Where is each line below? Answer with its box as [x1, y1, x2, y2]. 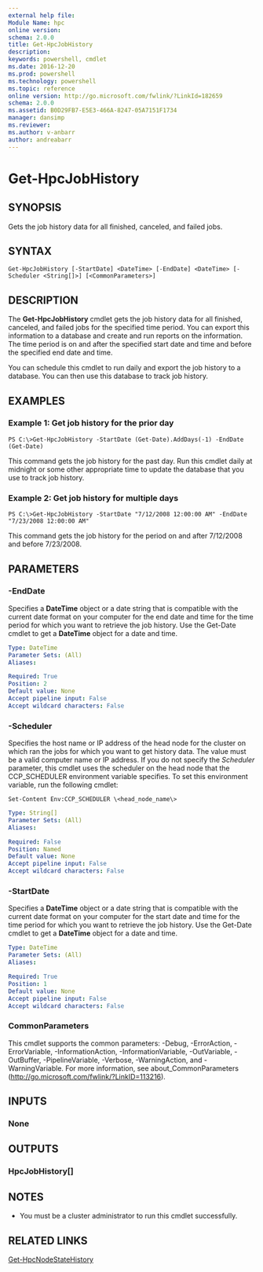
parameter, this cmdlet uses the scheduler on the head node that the [8, 763, 230, 773]
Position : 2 [8, 680, 47, 688]
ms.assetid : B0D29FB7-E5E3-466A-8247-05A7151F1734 [8, 107, 177, 115]
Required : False [8, 838, 61, 846]
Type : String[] [8, 809, 58, 818]
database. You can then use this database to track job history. [8, 371, 208, 381]
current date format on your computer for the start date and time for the [8, 912, 241, 921]
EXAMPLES [8, 394, 65, 407]
